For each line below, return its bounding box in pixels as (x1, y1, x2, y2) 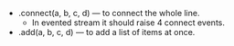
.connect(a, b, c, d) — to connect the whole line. (17, 8, 200, 18)
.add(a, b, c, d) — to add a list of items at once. (17, 27, 196, 37)
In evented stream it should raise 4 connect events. (31, 17, 226, 28)
